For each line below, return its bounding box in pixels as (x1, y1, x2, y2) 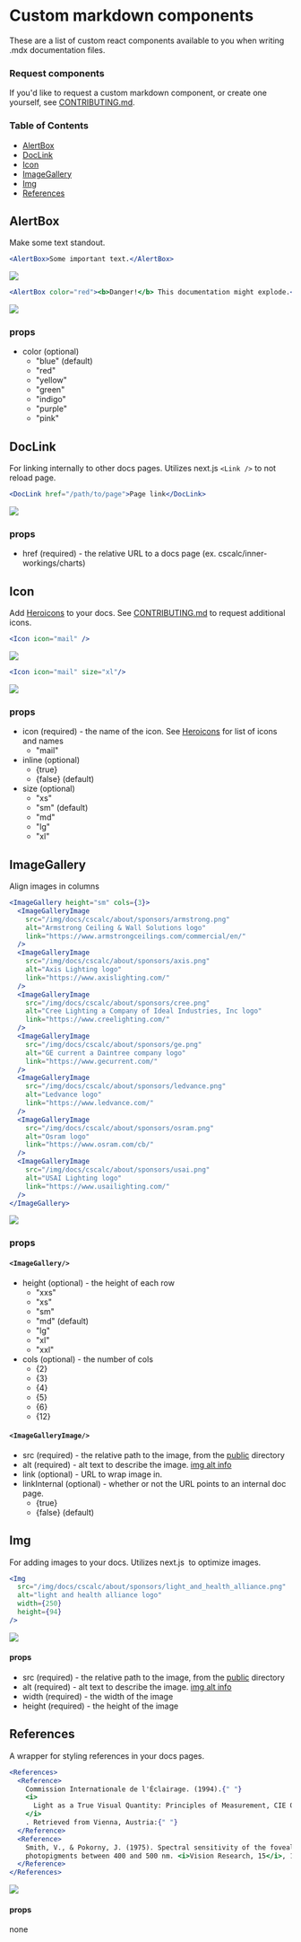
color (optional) (21, 347, 80, 357)
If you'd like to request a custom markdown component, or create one (9, 87, 267, 99)
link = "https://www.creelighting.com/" (25, 1015, 170, 1024)
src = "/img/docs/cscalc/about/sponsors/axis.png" (25, 957, 211, 966)
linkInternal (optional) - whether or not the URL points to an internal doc (21, 1478, 287, 1489)
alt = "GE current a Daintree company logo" (25, 1048, 186, 1058)
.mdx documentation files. (9, 44, 106, 55)
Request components (9, 66, 105, 79)
